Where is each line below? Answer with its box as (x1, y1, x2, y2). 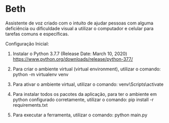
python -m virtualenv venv (12, 71, 69, 77)
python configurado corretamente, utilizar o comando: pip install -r (12, 96, 154, 103)
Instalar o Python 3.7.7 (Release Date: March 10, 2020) (12, 51, 128, 57)
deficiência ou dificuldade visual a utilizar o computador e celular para (5, 25, 154, 31)
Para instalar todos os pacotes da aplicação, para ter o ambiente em (12, 91, 157, 97)
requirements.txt (12, 102, 48, 108)
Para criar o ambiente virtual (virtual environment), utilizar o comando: (12, 66, 161, 72)
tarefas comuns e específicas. (5, 31, 69, 37)
